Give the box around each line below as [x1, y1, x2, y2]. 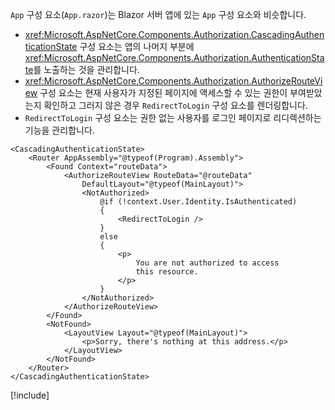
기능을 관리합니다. [24, 124, 95, 136]
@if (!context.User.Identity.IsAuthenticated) [99, 197, 298, 207]
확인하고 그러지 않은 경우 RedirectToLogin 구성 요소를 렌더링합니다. [43, 99, 308, 111]
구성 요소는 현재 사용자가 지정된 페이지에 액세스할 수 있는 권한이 [39, 87, 288, 98]
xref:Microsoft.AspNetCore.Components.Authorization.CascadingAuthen [24, 29, 325, 40]
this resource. [135, 267, 199, 277]
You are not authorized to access [135, 258, 280, 268]
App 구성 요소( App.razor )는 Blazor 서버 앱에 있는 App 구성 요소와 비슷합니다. [10, 9, 307, 20]
